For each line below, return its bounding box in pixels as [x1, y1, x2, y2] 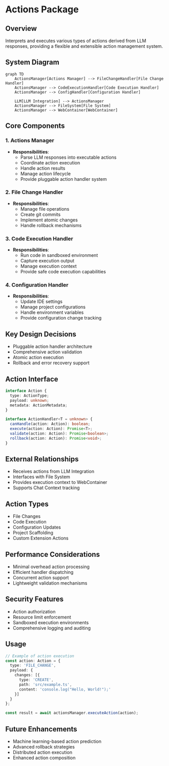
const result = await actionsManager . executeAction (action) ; [5, 711, 139, 716]
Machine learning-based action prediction [12, 738, 101, 744]
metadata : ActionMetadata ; [10, 402, 68, 408]
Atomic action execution [12, 354, 64, 361]
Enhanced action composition [12, 755, 76, 761]
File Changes [12, 513, 41, 519]
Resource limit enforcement [12, 614, 71, 620]
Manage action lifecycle [20, 171, 71, 177]
